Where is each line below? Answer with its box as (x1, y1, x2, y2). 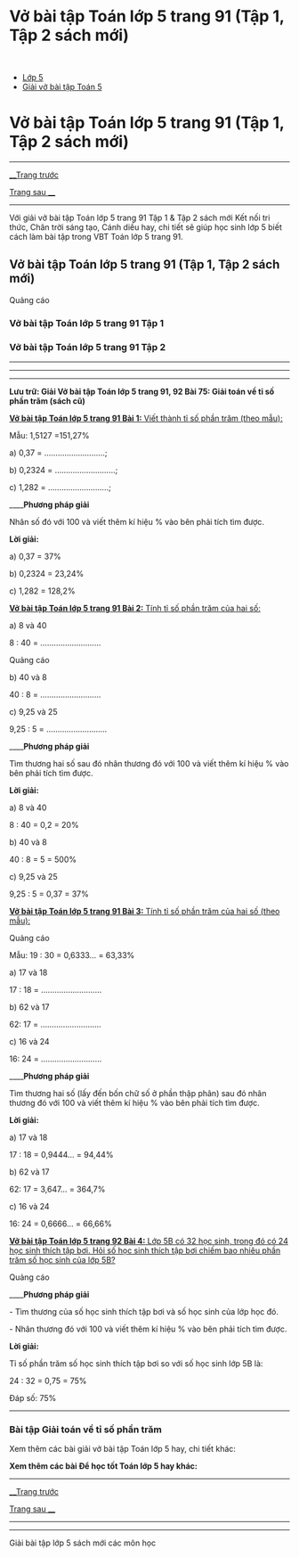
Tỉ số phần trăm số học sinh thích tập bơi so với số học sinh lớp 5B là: (9, 1357, 263, 1369)
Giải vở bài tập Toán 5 (21, 81, 102, 92)
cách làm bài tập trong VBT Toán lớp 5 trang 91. (9, 231, 184, 242)
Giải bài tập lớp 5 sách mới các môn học (9, 1537, 157, 1548)
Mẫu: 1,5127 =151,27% (9, 430, 90, 440)
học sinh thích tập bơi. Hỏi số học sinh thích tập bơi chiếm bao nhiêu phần (9, 1245, 281, 1256)
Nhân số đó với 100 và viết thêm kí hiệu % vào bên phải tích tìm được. (9, 516, 265, 527)
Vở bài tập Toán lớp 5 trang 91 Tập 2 (9, 340, 166, 353)
